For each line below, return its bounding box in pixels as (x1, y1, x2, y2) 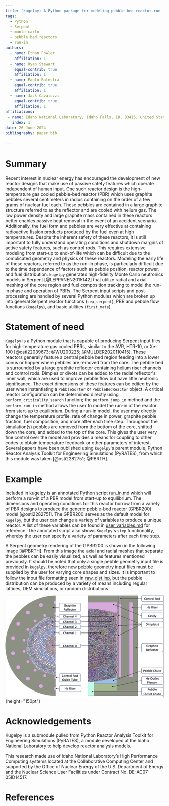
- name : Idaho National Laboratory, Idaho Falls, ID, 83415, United (7, 114, 154, 120)
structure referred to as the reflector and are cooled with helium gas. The (5, 207, 157, 213)
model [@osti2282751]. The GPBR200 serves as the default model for (5, 511, 150, 517)
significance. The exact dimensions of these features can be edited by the (5, 381, 159, 387)
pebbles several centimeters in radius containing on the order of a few (5, 196, 151, 202)
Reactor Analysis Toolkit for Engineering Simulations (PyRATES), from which (5, 450, 163, 456)
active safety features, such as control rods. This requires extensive (5, 245, 146, 251)
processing (5, 293, 29, 299)
